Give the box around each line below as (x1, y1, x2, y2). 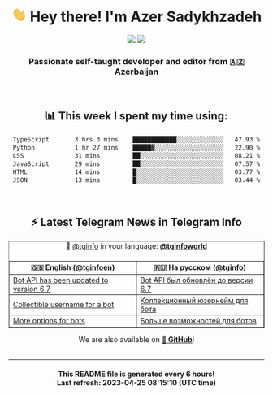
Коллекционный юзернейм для (140, 295, 249, 305)
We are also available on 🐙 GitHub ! (78, 334, 195, 344)
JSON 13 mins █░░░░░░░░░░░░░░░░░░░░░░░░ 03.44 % (12, 176, 261, 184)
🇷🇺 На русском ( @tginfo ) (154, 263, 246, 272)
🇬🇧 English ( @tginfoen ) (31, 263, 115, 272)
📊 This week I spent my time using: (45, 109, 228, 123)
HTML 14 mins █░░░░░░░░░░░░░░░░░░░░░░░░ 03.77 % (12, 168, 261, 176)
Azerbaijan (114, 66, 159, 77)
